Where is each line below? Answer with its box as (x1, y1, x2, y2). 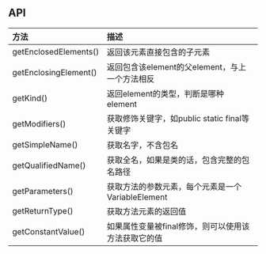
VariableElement (106, 191, 168, 203)
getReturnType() (12, 205, 74, 216)
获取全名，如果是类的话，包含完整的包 (106, 154, 250, 165)
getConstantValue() (12, 226, 85, 237)
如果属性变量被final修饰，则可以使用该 (106, 221, 250, 232)
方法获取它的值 (106, 233, 163, 244)
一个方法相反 (106, 73, 155, 84)
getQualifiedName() (12, 160, 86, 171)
